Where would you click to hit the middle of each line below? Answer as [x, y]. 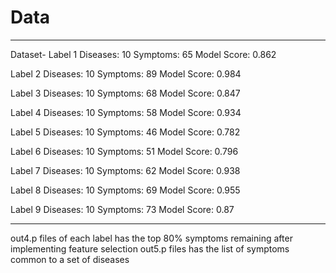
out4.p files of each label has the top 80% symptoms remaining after [151, 238]
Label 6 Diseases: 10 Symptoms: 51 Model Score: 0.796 [124, 151]
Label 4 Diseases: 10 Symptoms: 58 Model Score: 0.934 [126, 112]
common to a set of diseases [70, 259]
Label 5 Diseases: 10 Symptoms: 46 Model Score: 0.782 [125, 132]
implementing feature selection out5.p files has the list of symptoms [150, 248]
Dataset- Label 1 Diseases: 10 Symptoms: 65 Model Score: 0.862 [143, 54]
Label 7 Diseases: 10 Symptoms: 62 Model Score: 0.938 [125, 170]
